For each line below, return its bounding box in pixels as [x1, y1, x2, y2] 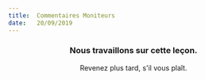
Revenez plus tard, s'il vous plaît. [79, 63, 188, 72]
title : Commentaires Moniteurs [8, 11, 115, 20]
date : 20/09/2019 [8, 19, 73, 27]
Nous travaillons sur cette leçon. [69, 45, 198, 56]
